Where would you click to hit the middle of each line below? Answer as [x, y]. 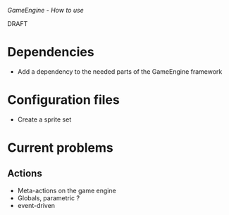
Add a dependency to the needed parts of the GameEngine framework [120, 71]
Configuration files [63, 100]
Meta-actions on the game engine [67, 190]
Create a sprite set [44, 119]
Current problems [61, 148]
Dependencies [51, 52]
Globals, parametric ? [48, 198]
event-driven [36, 205]
